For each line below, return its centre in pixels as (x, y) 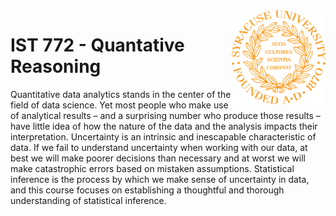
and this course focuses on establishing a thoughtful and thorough (147, 190)
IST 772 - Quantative (97, 45)
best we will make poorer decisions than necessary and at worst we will (158, 158)
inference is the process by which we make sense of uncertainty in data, (160, 179)
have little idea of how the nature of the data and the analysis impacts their (164, 126)
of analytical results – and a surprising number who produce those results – (165, 115)
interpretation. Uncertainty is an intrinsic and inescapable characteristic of (163, 136)
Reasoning (56, 66)
